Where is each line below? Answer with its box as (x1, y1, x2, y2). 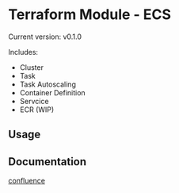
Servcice (19, 96, 49, 106)
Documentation (8, 155, 87, 168)
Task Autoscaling (19, 79, 77, 89)
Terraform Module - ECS (8, 6, 172, 24)
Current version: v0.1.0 (8, 32, 82, 41)
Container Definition (19, 87, 86, 97)
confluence (8, 176, 46, 186)
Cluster (19, 62, 44, 72)
